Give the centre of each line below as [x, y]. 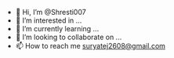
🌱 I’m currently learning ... [57, 29]
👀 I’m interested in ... [49, 20]
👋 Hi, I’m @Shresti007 [51, 12]
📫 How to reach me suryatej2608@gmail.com [91, 46]
